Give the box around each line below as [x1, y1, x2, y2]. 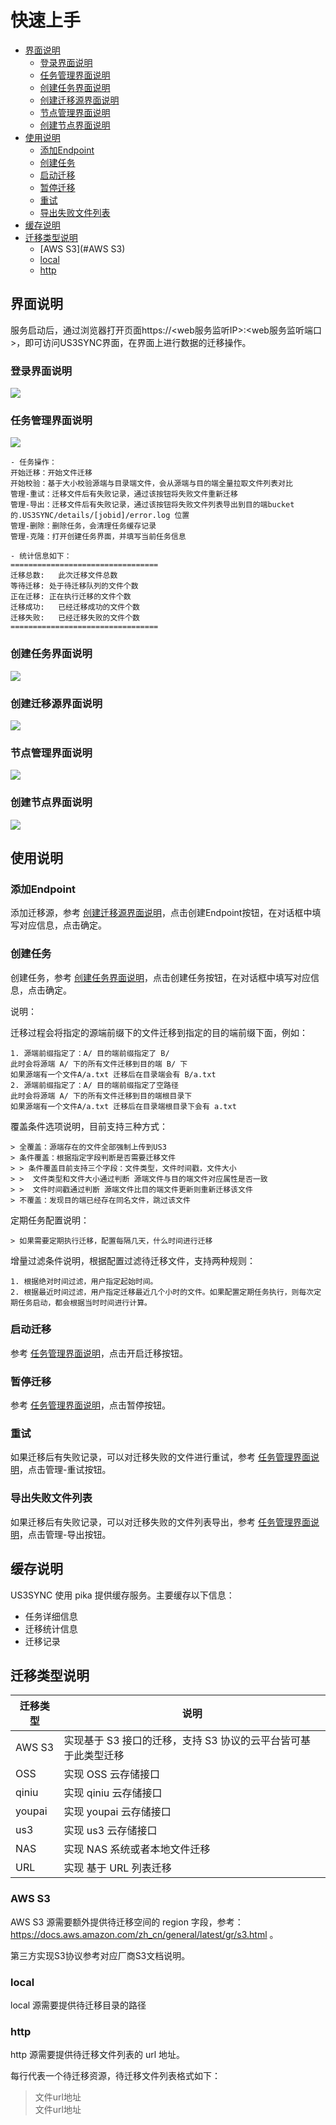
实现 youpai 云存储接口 [63, 1805, 172, 1819]
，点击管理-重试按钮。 [19, 1464, 112, 1476]
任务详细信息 [24, 1610, 78, 1622]
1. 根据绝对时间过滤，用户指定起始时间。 [10, 1276, 158, 1286]
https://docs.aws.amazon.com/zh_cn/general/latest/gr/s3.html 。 [10, 1928, 279, 1940]
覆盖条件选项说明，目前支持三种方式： [10, 1120, 168, 1132]
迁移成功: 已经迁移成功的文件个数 [10, 602, 140, 613]
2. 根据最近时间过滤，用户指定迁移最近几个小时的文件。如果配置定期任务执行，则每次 [10, 1287, 315, 1297]
